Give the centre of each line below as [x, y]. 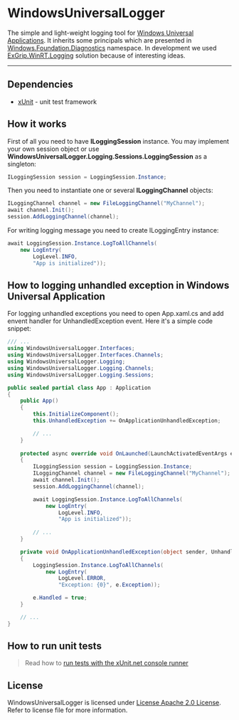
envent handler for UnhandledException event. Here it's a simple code [110, 321]
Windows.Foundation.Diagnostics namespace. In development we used [112, 48]
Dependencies [40, 84]
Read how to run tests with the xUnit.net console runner [106, 663]
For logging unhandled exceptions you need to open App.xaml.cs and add [116, 314]
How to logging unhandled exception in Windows [118, 285]
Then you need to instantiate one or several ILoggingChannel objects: [110, 191]
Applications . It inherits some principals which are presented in [100, 40]
